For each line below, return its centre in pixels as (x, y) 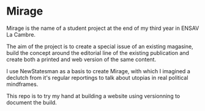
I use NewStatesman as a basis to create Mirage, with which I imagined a (99, 71)
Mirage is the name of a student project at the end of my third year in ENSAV (103, 28)
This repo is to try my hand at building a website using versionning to (93, 96)
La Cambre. (21, 34)
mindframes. (22, 84)
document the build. (32, 102)
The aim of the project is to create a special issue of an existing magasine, (100, 46)
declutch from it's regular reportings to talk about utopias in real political (97, 77)
